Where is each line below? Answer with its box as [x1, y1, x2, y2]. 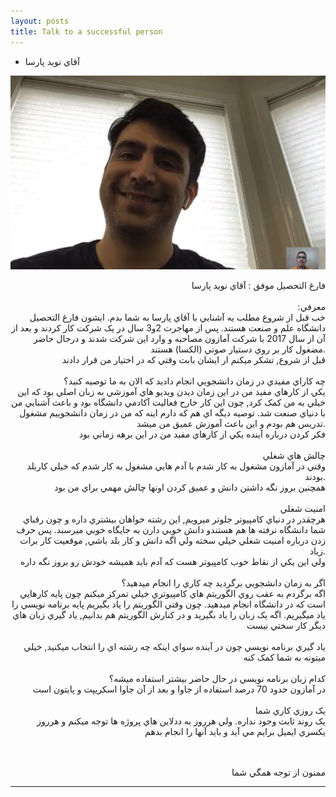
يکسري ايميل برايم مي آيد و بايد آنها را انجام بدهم [144, 726, 326, 738]
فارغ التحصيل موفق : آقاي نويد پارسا [191, 280, 326, 292]
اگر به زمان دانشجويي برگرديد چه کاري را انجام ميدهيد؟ [121, 577, 326, 589]
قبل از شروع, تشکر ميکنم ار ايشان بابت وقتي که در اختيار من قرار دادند [61, 354, 326, 366]
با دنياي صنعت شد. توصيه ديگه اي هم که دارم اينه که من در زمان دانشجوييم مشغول [19, 407, 326, 419]
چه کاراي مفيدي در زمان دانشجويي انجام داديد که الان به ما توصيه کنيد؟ [63, 375, 326, 387]
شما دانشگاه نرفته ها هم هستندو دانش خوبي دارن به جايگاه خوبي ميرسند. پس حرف [16, 524, 326, 536]
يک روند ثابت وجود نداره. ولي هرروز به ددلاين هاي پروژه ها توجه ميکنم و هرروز [36, 715, 326, 727]
